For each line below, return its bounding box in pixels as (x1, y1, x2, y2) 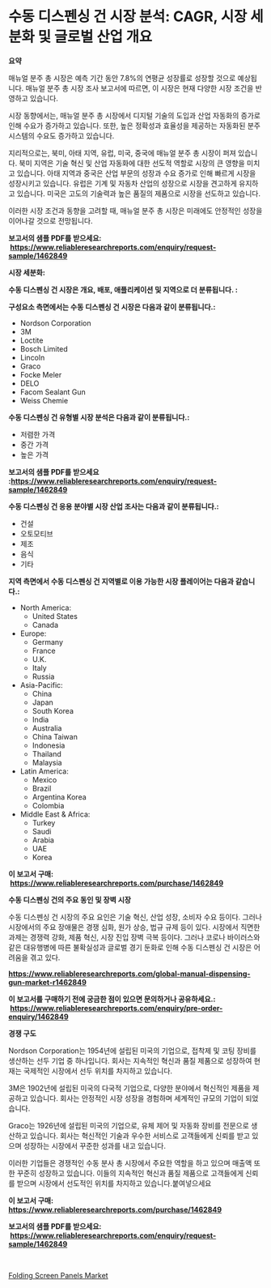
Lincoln (19, 352, 45, 362)
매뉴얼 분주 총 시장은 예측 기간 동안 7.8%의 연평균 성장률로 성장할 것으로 (8, 73, 236, 83)
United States (32, 611, 78, 621)
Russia (32, 672, 55, 681)
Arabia (32, 835, 55, 845)
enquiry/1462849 (8, 1012, 69, 1021)
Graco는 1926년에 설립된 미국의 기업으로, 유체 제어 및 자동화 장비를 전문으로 (8, 1120, 249, 1130)
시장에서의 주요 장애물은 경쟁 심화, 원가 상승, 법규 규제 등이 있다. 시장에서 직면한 (8, 922, 260, 932)
